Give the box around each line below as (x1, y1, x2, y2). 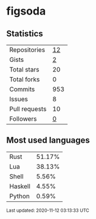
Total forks (9, 75, 40, 83)
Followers (9, 115, 38, 123)
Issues (9, 95, 29, 103)
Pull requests (9, 105, 47, 113)
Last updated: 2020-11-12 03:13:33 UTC (6, 207, 89, 214)
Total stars (9, 66, 39, 73)
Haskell (9, 182, 30, 190)
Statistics (6, 29, 44, 39)
